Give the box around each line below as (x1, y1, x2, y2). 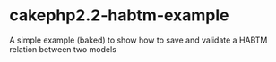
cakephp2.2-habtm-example (9, 5, 230, 26)
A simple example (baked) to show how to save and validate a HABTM (9, 35, 268, 45)
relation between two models (9, 43, 116, 54)
